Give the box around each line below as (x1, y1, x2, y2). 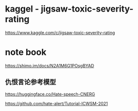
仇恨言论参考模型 (5, 78, 56, 86)
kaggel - (5, 3, 39, 15)
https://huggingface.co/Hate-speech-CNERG (5, 91, 95, 97)
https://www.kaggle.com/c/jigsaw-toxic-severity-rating (5, 30, 115, 35)
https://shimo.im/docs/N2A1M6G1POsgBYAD (5, 63, 94, 68)
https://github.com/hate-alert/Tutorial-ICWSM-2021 (5, 100, 108, 106)
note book (5, 47, 47, 58)
